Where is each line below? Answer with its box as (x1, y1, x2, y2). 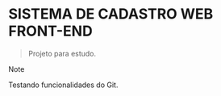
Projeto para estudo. (27, 48, 97, 58)
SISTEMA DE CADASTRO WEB (8, 5, 214, 23)
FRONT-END (8, 22, 93, 40)
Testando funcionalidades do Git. (8, 80, 119, 90)
